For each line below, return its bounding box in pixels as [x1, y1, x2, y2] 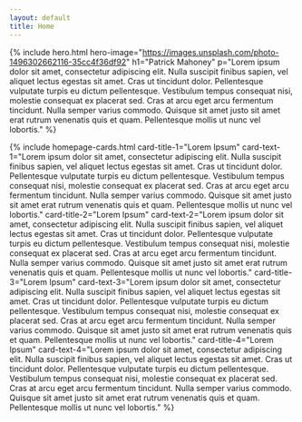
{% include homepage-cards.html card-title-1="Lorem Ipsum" [9, 142, 240, 152]
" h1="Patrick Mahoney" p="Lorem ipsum [125, 56, 280, 67]
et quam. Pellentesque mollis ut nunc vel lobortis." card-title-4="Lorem [9, 334, 274, 345]
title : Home [9, 22, 54, 31]
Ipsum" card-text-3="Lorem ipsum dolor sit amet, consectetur [49, 276, 281, 287]
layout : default [9, 13, 71, 23]
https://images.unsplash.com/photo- [141, 46, 279, 57]
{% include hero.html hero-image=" [9, 46, 143, 57]
